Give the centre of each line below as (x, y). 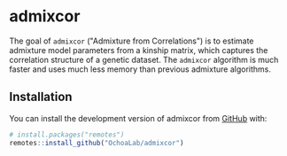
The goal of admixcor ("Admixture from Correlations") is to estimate (132, 41)
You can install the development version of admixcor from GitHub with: (138, 118)
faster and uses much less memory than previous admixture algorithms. (140, 69)
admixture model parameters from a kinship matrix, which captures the (139, 50)
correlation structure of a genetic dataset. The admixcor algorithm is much (144, 59)
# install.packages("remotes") (67, 135)
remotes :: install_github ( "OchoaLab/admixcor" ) (97, 143)
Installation (41, 97)
